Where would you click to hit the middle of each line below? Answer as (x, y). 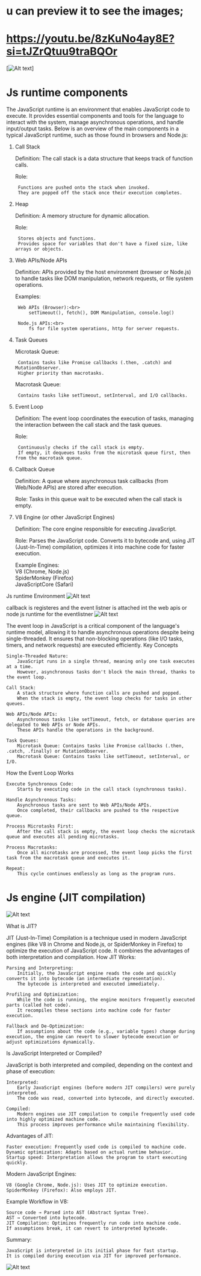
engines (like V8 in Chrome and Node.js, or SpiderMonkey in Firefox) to (94, 944)
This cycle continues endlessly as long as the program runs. (97, 874)
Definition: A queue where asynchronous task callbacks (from (91, 481)
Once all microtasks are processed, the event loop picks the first (105, 853)
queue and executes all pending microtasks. (63, 837)
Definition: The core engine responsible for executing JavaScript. (96, 529)
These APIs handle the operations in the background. (86, 730)
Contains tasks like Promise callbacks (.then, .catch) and (95, 363)
